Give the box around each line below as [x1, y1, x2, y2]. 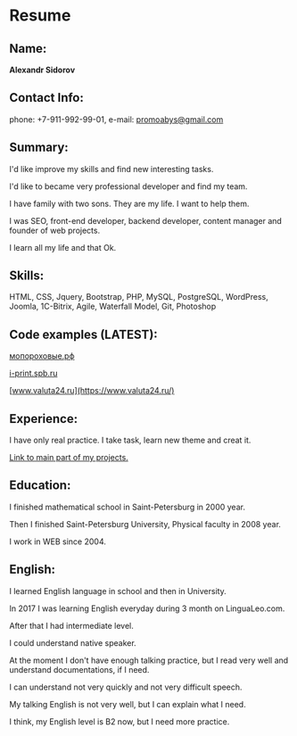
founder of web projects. [9, 225, 101, 236]
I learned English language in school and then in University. [9, 585, 227, 596]
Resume [9, 5, 71, 26]
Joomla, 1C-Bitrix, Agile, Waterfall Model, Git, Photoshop [9, 301, 217, 312]
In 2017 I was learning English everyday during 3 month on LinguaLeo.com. [9, 603, 285, 614]
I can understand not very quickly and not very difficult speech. [9, 682, 243, 692]
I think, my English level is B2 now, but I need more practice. [9, 715, 230, 727]
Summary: [9, 140, 69, 155]
